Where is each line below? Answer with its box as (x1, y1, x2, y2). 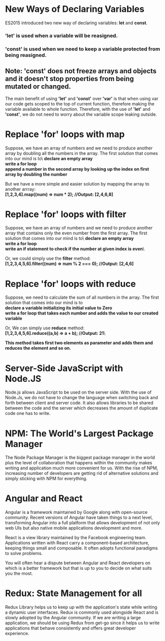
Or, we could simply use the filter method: (5, 256, 91, 262)
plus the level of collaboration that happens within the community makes (5, 460, 153, 466)
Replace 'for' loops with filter (5, 209, 127, 220)
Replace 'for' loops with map (5, 129, 125, 139)
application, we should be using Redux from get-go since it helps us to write (5, 620, 160, 626)
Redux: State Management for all (5, 588, 142, 599)
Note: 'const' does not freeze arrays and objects (5, 67, 157, 75)
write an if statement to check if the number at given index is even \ (5, 246, 145, 252)
